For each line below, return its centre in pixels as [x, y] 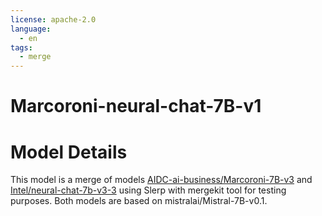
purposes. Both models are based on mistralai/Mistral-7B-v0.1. [139, 201]
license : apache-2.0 [53, 19]
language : [31, 29]
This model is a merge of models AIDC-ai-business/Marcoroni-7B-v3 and [161, 180]
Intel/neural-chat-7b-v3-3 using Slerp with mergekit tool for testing [148, 190]
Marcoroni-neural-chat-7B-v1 [136, 106]
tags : [21, 47]
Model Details [69, 152]
